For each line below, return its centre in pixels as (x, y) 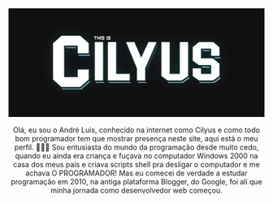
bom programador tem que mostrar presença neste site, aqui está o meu (136, 139)
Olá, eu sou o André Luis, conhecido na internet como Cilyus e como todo (136, 130)
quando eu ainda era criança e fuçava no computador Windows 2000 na (136, 156)
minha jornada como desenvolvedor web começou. (136, 191)
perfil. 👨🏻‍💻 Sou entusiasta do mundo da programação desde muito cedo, (136, 147)
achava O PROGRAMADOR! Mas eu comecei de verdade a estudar (136, 173)
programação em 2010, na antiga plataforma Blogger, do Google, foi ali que (136, 182)
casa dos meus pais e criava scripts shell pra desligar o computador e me (136, 165)
